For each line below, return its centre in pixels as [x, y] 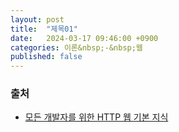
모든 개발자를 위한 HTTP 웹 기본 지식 [96, 117]
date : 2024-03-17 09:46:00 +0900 [84, 38]
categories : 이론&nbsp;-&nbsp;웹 [76, 47]
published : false [46, 57]
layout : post [37, 19]
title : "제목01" [44, 29]
